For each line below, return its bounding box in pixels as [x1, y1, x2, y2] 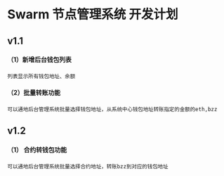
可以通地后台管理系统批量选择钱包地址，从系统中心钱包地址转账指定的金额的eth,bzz [7, 106, 218, 113]
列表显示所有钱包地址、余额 [7, 73, 76, 80]
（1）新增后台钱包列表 [7, 56, 72, 64]
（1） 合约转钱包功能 [7, 145, 67, 153]
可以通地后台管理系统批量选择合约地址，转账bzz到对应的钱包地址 [7, 163, 169, 170]
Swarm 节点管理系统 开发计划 [7, 6, 178, 23]
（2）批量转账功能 [7, 89, 61, 97]
